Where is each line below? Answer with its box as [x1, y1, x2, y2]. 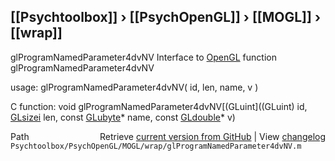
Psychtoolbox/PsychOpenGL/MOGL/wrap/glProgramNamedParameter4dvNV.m [10, 141, 302, 151]
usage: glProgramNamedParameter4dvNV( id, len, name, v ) [10, 81, 259, 93]
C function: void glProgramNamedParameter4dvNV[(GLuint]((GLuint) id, [10, 100, 308, 112]
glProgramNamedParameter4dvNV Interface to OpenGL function [10, 51, 277, 63]
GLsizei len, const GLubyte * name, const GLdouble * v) [10, 111, 236, 123]
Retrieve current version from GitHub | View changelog [99, 130, 326, 142]
